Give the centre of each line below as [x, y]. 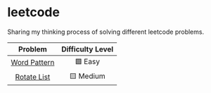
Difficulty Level [87, 49]
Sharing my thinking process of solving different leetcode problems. [106, 32]
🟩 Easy [88, 61]
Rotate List [33, 77]
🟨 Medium [87, 76]
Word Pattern [33, 63]
